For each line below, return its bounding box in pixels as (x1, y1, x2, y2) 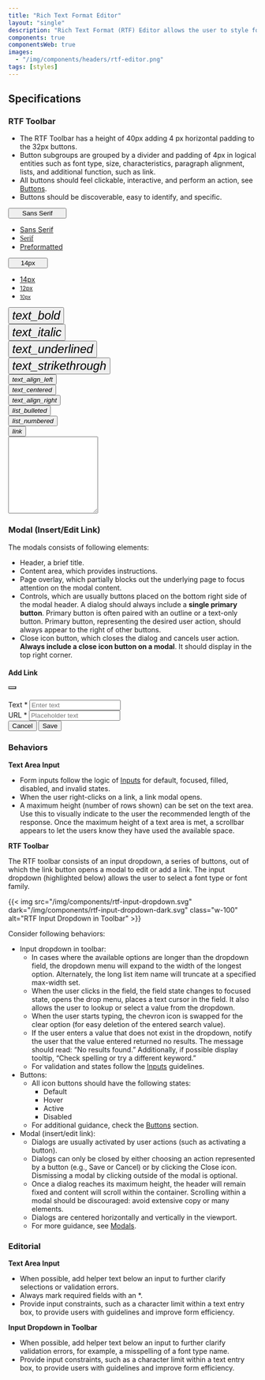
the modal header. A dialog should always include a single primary (19, 599, 238, 609)
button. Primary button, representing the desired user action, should (19, 617, 241, 626)
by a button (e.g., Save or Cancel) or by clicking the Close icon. (31, 1162, 237, 1172)
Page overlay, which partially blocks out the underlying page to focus (19, 574, 245, 584)
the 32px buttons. (19, 142, 77, 152)
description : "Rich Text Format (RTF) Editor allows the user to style (8, 26, 248, 34)
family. (8, 881, 30, 891)
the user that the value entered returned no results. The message (31, 1036, 244, 1046)
